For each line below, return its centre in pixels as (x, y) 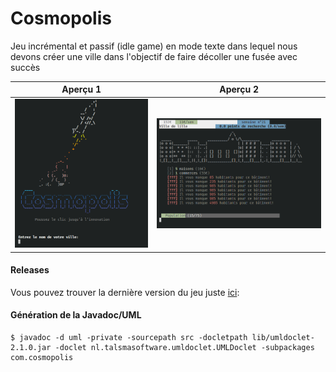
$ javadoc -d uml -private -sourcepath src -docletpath (129, 338)
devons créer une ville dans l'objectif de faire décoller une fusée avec (154, 56)
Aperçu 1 (81, 89)
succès (25, 67)
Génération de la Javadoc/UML (76, 315)
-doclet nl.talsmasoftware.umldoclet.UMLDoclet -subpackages (184, 348)
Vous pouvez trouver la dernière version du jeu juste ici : (125, 292)
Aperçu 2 (239, 89)
